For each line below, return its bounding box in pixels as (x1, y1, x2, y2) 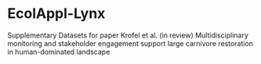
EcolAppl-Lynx (7, 5, 106, 23)
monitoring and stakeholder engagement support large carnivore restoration (7, 38, 254, 48)
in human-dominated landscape (7, 47, 111, 56)
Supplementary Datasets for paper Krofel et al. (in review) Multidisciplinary (7, 30, 248, 40)
